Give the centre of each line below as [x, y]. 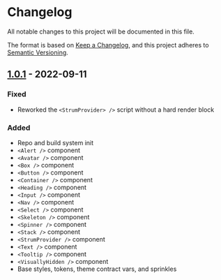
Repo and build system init [55, 142]
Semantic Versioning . [38, 52]
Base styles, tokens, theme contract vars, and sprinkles [97, 269]
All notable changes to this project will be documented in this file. [101, 31]
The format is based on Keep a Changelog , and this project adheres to [108, 45]
